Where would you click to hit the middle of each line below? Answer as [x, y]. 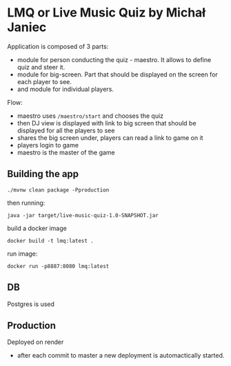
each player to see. [44, 81]
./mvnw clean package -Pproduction [58, 190]
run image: [22, 254]
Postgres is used [31, 304]
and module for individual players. [65, 89]
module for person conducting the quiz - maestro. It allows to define [114, 59]
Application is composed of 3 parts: [58, 46]
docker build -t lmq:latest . [51, 241]
